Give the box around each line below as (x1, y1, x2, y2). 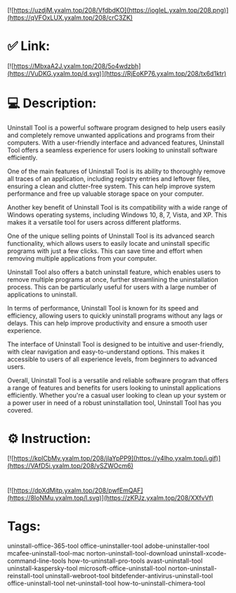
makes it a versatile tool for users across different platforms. (7, 218, 181, 226)
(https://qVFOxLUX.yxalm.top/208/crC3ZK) (7, 13, 133, 22)
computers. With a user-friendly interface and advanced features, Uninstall (7, 138, 225, 146)
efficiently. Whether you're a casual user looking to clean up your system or (7, 391, 227, 399)
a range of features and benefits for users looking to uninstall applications (7, 383, 221, 392)
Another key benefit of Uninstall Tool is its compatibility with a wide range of (7, 203, 228, 211)
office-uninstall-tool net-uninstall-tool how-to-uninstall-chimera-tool (7, 579, 206, 587)
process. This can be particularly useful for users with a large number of (7, 282, 217, 291)
